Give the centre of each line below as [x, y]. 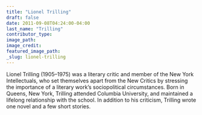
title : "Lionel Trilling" [39, 12]
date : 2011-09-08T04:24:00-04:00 [48, 23]
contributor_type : [29, 34]
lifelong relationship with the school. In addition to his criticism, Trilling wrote [101, 100]
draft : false [23, 18]
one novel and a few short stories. [49, 106]
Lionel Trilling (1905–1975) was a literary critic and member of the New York [100, 74]
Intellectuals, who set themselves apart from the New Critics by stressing [97, 80]
